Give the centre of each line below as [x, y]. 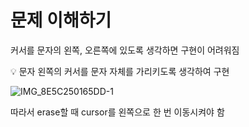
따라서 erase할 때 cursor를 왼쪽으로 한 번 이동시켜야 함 [117, 112]
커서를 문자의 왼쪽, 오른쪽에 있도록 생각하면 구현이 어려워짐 [125, 50]
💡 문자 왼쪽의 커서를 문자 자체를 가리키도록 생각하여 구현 [120, 71]
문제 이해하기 [61, 20]
